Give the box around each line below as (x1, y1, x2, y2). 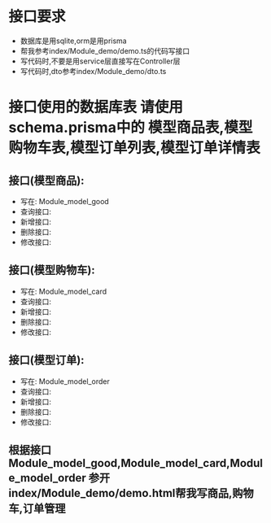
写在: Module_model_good (20, 196, 110, 206)
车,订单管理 (8, 501, 67, 515)
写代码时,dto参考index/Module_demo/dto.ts (20, 66, 167, 76)
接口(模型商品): (8, 173, 85, 187)
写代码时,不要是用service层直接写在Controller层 (20, 56, 181, 66)
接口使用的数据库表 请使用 (8, 98, 183, 116)
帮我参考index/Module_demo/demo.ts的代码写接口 (20, 46, 190, 55)
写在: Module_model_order (20, 376, 110, 386)
